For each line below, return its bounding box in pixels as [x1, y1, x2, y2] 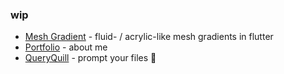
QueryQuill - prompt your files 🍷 [24, 52, 157, 64]
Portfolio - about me [24, 41, 108, 53]
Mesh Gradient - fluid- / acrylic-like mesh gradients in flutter [24, 31, 274, 43]
